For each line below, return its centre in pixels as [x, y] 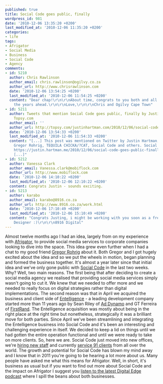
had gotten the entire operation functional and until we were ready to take [79, 335]
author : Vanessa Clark [32, 164]
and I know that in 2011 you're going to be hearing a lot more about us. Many [81, 355]
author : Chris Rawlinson [34, 77]
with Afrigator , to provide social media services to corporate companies [77, 241]
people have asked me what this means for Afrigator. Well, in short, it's [76, 361]
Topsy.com [24, 118]
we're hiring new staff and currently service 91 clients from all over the [75, 345]
